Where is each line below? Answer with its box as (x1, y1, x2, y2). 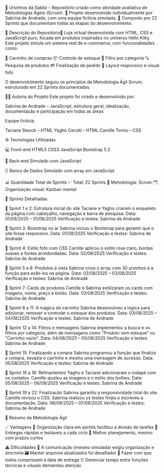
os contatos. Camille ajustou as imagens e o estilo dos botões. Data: (5, 375, 143, 380)
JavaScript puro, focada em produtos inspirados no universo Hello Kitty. (5, 35, 151, 41)
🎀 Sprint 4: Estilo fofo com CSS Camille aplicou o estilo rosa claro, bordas (5, 245, 153, 251)
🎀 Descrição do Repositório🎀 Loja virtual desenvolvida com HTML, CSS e (5, 30, 153, 35)
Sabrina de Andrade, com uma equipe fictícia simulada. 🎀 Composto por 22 (5, 15, 158, 21)
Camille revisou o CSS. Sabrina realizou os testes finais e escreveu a (5, 395, 143, 401)
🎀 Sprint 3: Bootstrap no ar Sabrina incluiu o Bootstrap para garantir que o (5, 225, 154, 231)
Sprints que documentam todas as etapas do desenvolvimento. (5, 20, 133, 26)
